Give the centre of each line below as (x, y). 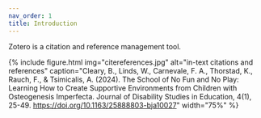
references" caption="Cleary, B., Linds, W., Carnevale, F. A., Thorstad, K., (130, 70)
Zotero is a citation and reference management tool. (95, 46)
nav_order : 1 (30, 16)
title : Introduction (43, 23)
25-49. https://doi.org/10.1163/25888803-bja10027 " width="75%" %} (124, 105)
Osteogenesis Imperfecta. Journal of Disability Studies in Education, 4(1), (130, 96)
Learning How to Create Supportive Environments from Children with (123, 88)
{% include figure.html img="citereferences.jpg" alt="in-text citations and (130, 62)
